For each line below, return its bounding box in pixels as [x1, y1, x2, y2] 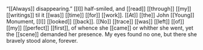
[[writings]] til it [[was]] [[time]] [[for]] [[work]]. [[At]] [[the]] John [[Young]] [6, 11, 194, 19]
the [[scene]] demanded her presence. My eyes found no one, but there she [6, 31, 198, 38]
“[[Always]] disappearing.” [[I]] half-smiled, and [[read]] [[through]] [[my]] [6, 5, 191, 12]
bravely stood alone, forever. [6, 37, 78, 44]
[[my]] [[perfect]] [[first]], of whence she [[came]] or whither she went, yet [6, 24, 193, 31]
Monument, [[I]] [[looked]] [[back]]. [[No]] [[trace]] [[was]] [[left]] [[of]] [6, 18, 184, 25]
